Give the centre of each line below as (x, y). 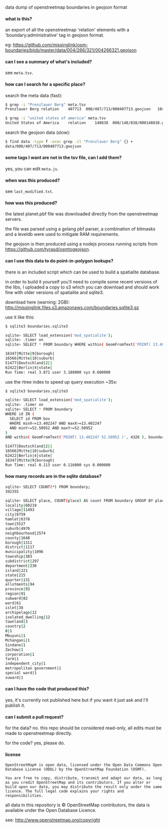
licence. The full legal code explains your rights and (64, 791)
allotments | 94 (20, 585)
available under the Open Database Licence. (51, 810)
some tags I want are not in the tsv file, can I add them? (63, 158)
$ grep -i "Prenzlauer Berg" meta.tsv (45, 105)
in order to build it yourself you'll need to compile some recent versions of (81, 282)
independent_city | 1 (25, 664)
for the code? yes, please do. (35, 743)
